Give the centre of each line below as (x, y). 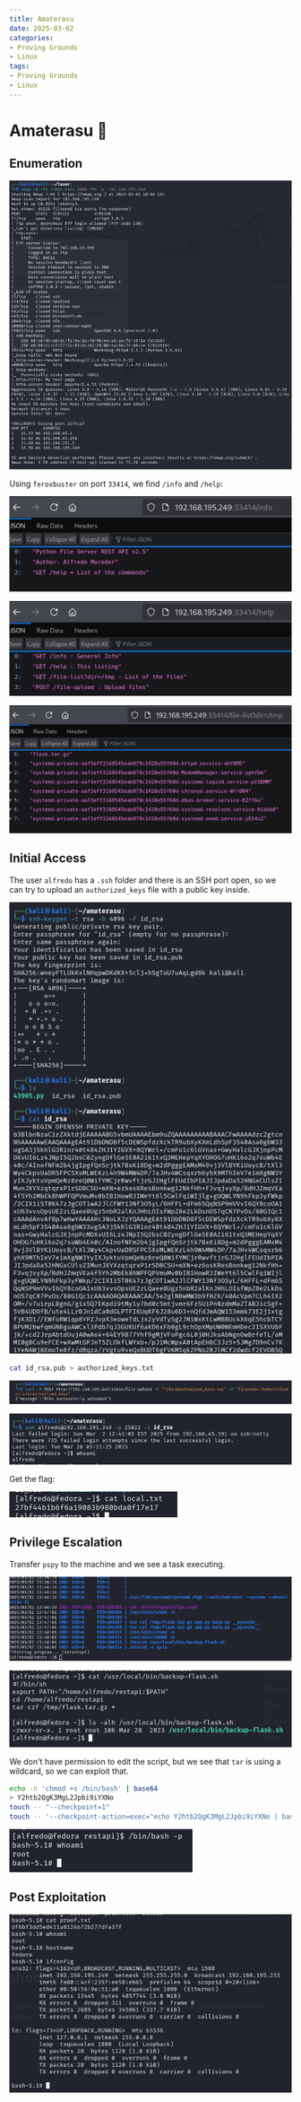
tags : (19, 66)
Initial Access (48, 858)
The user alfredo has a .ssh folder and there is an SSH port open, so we (143, 880)
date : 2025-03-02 (42, 28)
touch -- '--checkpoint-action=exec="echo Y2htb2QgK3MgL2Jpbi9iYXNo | (144, 1817)
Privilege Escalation (66, 1543)
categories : (31, 38)
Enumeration (46, 164)
